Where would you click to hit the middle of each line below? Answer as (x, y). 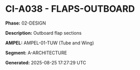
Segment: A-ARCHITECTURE (36, 53)
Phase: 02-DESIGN (26, 23)
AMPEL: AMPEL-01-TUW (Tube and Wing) (50, 43)
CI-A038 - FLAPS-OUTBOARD (70, 9)
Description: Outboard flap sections (43, 33)
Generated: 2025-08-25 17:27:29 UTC (46, 62)
